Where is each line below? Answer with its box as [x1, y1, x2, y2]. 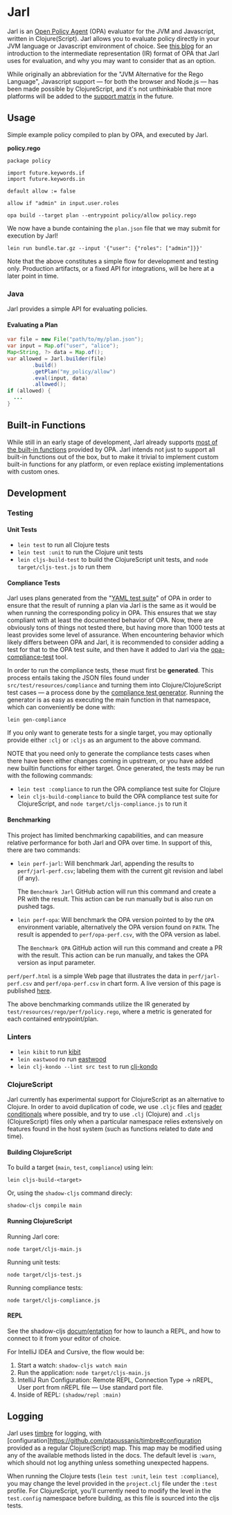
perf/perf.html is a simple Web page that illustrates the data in [7, 971, 188, 980]
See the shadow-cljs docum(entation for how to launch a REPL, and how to [7, 1327, 221, 1335]
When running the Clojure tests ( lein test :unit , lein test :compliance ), [7, 1471, 220, 1480]
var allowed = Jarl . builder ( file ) [7, 355, 107, 362]
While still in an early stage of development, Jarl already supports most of [7, 438, 218, 446]
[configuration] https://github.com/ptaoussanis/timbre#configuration [7, 1436, 202, 1444]
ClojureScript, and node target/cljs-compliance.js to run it [17, 799, 188, 808]
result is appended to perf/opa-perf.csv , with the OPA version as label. [17, 930, 221, 939]
